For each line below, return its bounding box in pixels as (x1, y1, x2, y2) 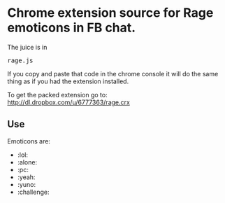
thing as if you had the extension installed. (7, 77, 129, 85)
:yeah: (17, 173, 36, 181)
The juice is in (7, 43, 48, 51)
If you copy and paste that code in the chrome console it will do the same (7, 69, 219, 78)
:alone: (17, 157, 37, 166)
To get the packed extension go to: (7, 90, 108, 99)
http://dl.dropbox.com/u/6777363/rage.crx (7, 98, 131, 106)
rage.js (7, 56, 34, 64)
